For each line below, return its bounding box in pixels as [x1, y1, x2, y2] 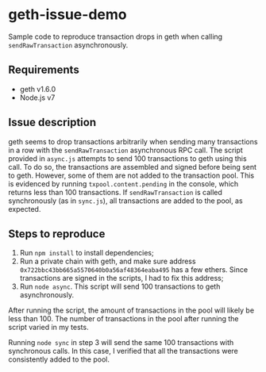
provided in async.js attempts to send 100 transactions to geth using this [8, 153, 248, 163]
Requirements [8, 63, 79, 77]
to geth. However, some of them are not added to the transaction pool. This [8, 171, 255, 180]
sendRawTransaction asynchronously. [8, 40, 129, 49]
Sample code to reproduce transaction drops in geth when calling [8, 32, 223, 41]
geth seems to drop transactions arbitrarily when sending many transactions [8, 136, 258, 146]
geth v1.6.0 [19, 84, 56, 94]
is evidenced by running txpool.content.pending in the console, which [8, 178, 239, 188]
